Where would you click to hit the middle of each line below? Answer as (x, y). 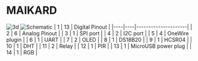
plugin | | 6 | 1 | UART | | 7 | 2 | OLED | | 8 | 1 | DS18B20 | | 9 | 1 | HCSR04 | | (99, 39)
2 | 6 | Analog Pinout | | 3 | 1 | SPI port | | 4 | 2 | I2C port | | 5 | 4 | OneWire (98, 33)
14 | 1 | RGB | (22, 52)
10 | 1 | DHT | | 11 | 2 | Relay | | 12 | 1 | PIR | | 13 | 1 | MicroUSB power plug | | (99, 46)
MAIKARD (32, 10)
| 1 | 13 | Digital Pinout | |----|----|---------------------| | (123, 27)
